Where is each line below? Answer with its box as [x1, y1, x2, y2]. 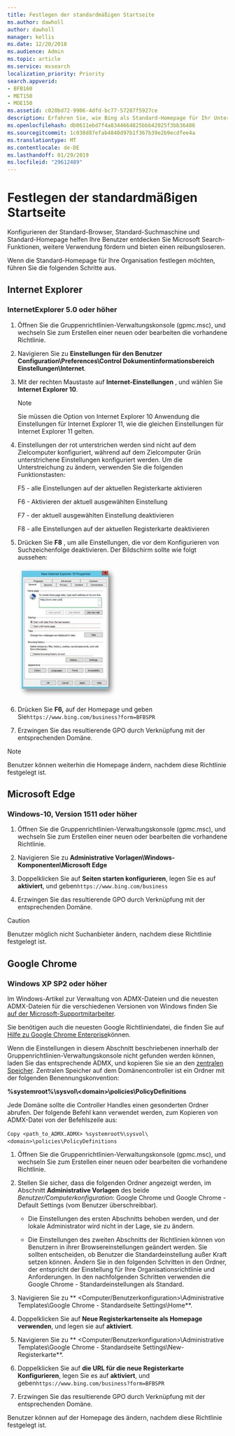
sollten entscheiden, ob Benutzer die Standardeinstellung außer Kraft [27, 1251, 227, 1259]
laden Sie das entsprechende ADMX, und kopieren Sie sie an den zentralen [7, 1059, 224, 1067]
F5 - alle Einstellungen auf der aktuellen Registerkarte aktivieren [17, 483, 203, 492]
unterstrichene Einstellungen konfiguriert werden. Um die [17, 455, 183, 464]
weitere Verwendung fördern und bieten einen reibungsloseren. [43, 243, 226, 251]
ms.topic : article [7, 56, 61, 63]
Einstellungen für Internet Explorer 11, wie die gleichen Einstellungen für [17, 420, 224, 428]
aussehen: [17, 553, 48, 561]
